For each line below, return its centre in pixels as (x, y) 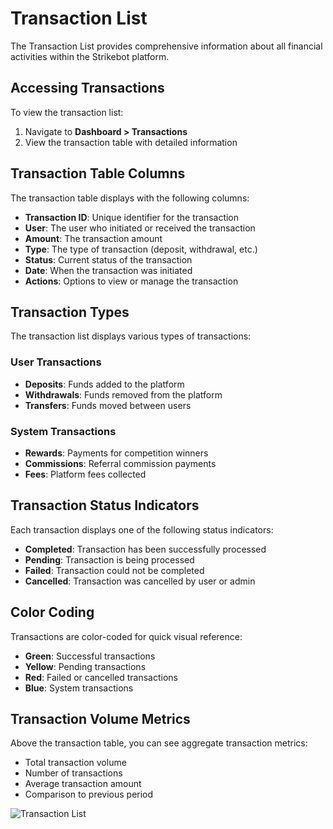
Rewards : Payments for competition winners (116, 453)
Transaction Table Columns (98, 173)
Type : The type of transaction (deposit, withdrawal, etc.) (141, 249)
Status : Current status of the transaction (108, 259)
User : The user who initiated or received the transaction (140, 228)
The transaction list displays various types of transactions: (131, 336)
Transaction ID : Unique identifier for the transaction (132, 217)
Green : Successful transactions (90, 656)
